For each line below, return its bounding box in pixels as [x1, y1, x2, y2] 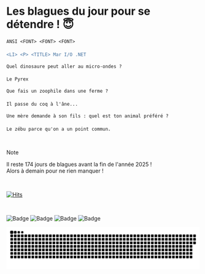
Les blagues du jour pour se [6, 4, 151, 18]
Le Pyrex [6, 76, 29, 82]
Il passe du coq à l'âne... [6, 101, 79, 107]
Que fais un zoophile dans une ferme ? [6, 88, 109, 95]
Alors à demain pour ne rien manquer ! [6, 167, 104, 174]
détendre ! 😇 [6, 17, 74, 31]
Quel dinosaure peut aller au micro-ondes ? [6, 63, 122, 69]
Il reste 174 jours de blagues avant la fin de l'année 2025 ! [6, 161, 152, 168]
